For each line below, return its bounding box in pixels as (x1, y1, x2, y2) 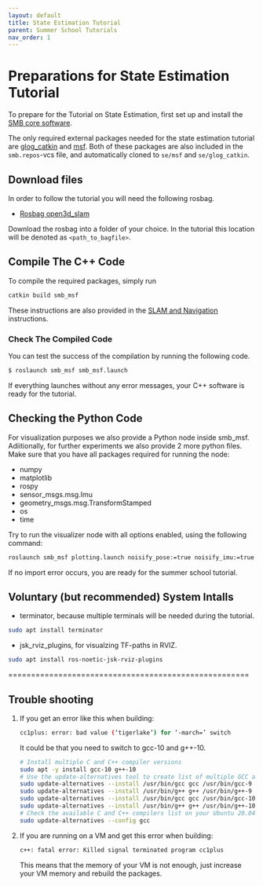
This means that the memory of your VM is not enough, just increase (19, 860, 242, 870)
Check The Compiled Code (8, 333, 113, 344)
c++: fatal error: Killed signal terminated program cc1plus (19, 846, 225, 854)
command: (8, 538, 43, 547)
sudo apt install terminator (8, 626, 104, 635)
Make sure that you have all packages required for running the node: (8, 449, 230, 459)
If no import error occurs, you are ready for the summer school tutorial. (8, 567, 238, 577)
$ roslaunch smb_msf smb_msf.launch (8, 366, 128, 374)
